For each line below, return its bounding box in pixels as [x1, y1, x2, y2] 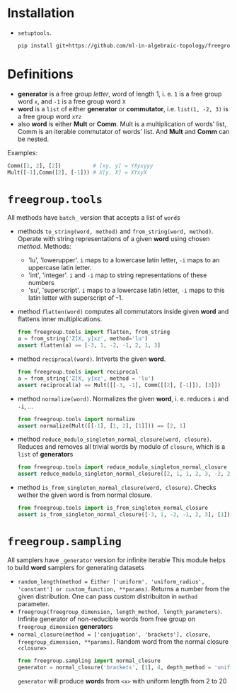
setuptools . [17, 28, 52, 37]
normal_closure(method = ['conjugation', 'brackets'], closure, [17, 631, 212, 638]
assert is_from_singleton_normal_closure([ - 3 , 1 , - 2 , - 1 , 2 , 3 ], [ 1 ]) [17, 511, 231, 518]
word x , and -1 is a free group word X [17, 97, 126, 106]
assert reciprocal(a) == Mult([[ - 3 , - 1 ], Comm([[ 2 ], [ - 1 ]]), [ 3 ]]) [17, 381, 221, 389]
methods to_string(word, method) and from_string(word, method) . [17, 227, 214, 235]
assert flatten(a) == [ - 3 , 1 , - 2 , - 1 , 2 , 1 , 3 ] [17, 342, 161, 349]
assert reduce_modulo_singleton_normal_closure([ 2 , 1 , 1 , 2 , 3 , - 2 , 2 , [17, 470, 233, 478]
